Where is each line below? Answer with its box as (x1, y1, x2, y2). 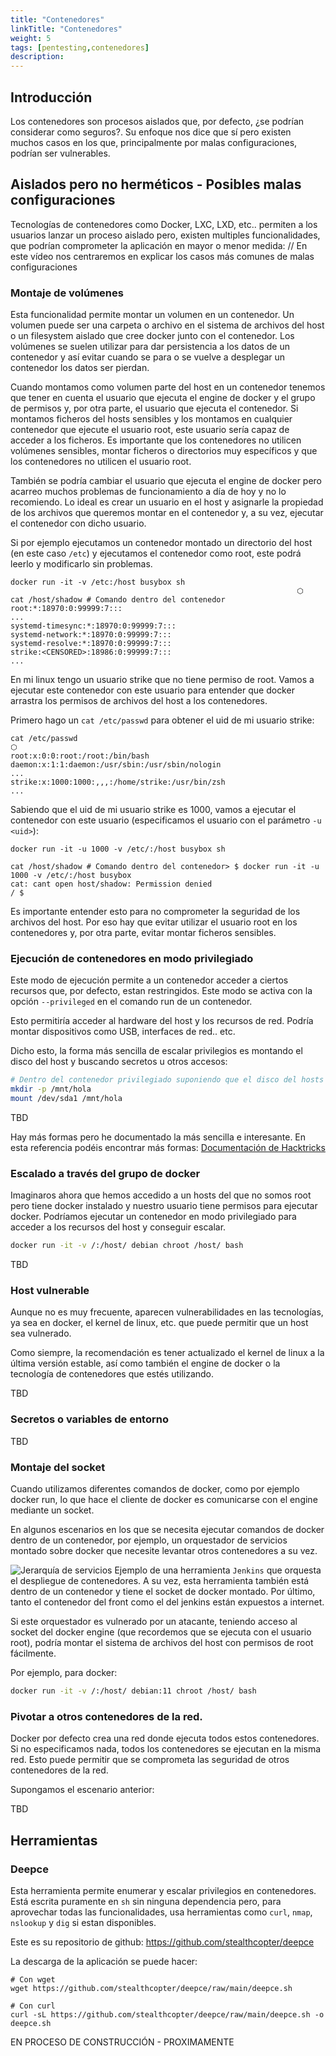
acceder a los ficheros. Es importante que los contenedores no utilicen (10, 434, 302, 446)
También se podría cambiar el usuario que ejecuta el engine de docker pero (10, 475, 323, 487)
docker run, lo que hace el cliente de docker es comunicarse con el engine (10, 1494, 318, 1506)
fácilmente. (10, 1647, 57, 1660)
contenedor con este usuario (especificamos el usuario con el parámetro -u (10, 814, 322, 826)
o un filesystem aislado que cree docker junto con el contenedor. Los (10, 330, 295, 342)
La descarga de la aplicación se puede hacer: (10, 1955, 198, 1967)
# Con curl (10, 2001, 56, 2011)
